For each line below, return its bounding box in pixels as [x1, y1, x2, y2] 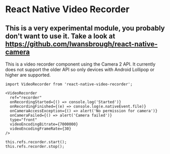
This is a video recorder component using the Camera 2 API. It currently [5, 61, 156, 67]
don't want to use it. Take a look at [5, 32, 116, 40]
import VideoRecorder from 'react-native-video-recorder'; [5, 82, 133, 87]
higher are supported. [5, 72, 51, 78]
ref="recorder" [10, 95, 42, 100]
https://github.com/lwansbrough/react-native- [5, 40, 158, 48]
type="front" [10, 117, 38, 122]
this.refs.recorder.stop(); [5, 144, 65, 149]
